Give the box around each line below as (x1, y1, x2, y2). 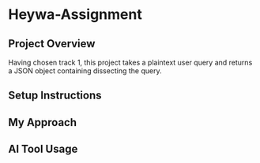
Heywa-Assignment (8, 6, 142, 24)
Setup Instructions (8, 89, 102, 102)
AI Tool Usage (8, 143, 78, 156)
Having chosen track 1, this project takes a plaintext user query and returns (8, 57, 253, 67)
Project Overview (8, 37, 96, 50)
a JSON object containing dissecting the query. (8, 66, 162, 76)
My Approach (8, 116, 77, 129)
